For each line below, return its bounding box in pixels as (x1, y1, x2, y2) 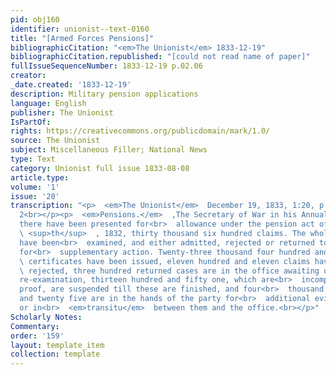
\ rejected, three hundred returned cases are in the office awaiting (19, 266, 320, 276)
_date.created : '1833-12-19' (10, 80, 132, 90)
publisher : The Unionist (10, 107, 114, 118)
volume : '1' (10, 182, 60, 192)
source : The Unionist (10, 136, 101, 146)
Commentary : (10, 321, 60, 331)
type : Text (10, 154, 56, 164)
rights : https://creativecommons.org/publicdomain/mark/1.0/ (10, 126, 271, 136)
